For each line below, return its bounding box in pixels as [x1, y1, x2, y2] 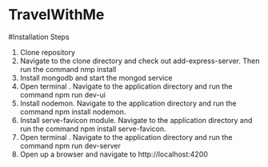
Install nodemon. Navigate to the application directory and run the [19, 98, 238, 108]
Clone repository [19, 47, 76, 57]
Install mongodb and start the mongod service [19, 73, 173, 82]
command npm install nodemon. [19, 106, 126, 117]
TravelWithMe [8, 6, 105, 24]
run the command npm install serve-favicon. [19, 124, 166, 133]
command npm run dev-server [19, 141, 122, 150]
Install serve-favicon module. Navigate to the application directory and [19, 115, 253, 125]
